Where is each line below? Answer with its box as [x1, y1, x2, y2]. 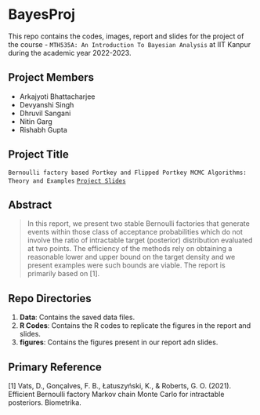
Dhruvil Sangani [19, 108, 71, 118]
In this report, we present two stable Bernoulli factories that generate [27, 219, 251, 228]
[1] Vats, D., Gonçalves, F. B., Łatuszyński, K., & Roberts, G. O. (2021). [8, 381, 232, 390]
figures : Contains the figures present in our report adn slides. [19, 337, 218, 347]
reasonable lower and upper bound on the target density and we [27, 253, 236, 262]
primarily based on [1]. [27, 269, 100, 278]
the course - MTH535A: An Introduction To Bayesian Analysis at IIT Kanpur [8, 39, 251, 49]
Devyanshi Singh [19, 100, 74, 109]
